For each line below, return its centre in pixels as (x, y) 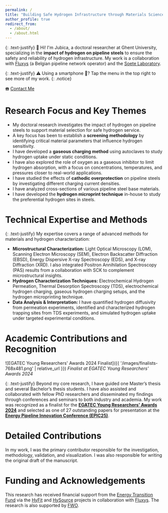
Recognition (31, 349)
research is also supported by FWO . (42, 505)
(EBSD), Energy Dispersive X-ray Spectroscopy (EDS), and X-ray (79, 259)
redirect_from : (21, 24)
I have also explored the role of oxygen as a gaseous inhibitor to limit (83, 162)
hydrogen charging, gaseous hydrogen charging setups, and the (78, 291)
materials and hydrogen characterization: (47, 239)
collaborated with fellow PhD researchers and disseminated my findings (79, 394)
